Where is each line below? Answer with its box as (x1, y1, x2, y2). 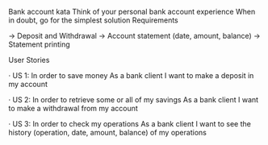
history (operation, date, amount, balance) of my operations (8, 128, 207, 137)
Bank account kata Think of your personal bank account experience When (8, 7, 256, 16)
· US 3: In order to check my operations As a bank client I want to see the (8, 119, 252, 128)
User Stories (8, 56, 50, 64)
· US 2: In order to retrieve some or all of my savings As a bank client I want (8, 95, 259, 104)
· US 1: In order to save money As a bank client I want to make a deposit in (8, 71, 254, 80)
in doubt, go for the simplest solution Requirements (8, 15, 179, 25)
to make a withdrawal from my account (8, 104, 139, 113)
